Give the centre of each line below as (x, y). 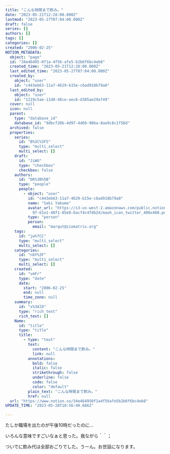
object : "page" (26, 57)
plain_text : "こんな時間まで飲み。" (62, 391)
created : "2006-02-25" (29, 48)
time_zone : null (40, 297)
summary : (24, 302)
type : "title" (34, 330)
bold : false (45, 363)
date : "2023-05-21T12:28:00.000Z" (42, 15)
